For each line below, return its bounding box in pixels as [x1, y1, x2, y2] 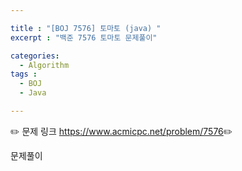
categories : [10, 51, 60, 61]
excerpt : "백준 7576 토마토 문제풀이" [10, 32, 158, 43]
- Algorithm [19, 60, 70, 70]
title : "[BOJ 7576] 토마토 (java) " [10, 23, 162, 33]
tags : [10, 69, 38, 80]
